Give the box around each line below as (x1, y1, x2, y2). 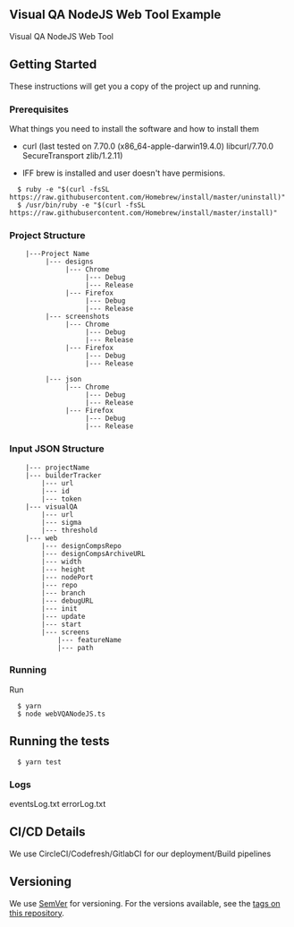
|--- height (41, 564, 87, 574)
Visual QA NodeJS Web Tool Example (9, 7, 222, 22)
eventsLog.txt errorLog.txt (9, 798, 106, 809)
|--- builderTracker (25, 470, 102, 480)
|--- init (41, 604, 78, 613)
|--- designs (45, 257, 94, 267)
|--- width (41, 557, 82, 566)
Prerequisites (9, 103, 69, 116)
